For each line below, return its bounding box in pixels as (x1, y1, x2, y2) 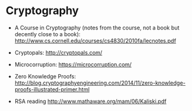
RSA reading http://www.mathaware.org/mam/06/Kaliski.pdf (14, 98, 167, 105)
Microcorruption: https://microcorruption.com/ (14, 61, 132, 68)
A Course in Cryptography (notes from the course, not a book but (14, 24, 180, 31)
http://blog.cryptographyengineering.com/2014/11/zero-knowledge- (14, 79, 186, 86)
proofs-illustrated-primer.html (14, 85, 90, 93)
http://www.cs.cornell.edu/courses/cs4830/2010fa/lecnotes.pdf (14, 37, 177, 44)
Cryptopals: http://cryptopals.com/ (14, 48, 103, 56)
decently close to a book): (14, 30, 81, 37)
